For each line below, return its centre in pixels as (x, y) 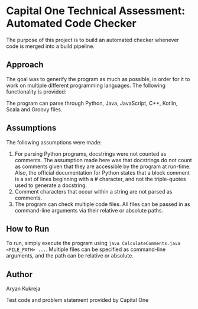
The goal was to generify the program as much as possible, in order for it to (98, 79)
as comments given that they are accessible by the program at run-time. (103, 166)
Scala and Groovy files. (35, 109)
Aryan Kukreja (23, 289)
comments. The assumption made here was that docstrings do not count (103, 160)
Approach (25, 65)
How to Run (28, 229)
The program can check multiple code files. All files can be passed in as (102, 204)
